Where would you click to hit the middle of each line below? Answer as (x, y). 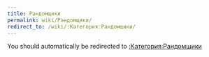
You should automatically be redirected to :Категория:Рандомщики (105, 47)
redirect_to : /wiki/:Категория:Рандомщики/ (72, 26)
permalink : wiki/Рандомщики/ (50, 20)
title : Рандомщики (34, 14)
